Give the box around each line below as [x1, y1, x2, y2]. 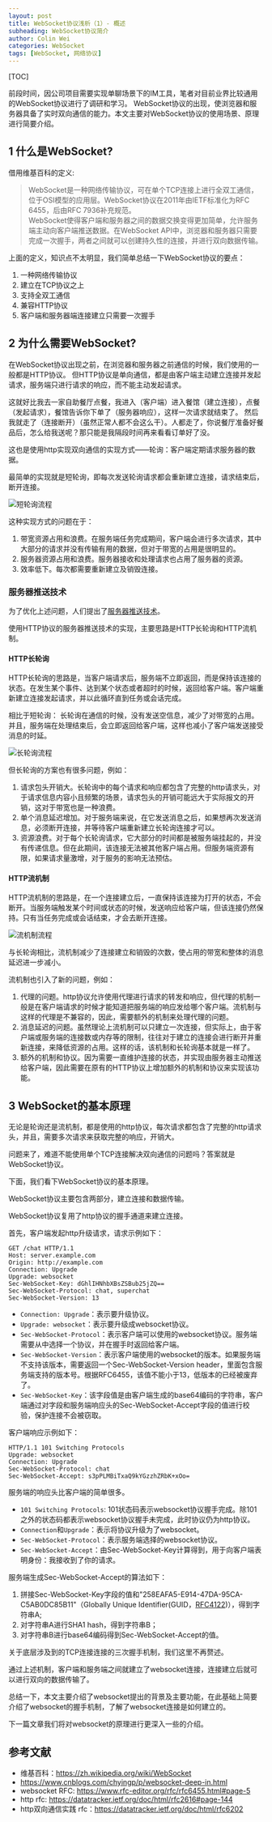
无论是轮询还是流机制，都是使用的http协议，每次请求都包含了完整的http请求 [8, 1122, 262, 1132]
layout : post [8, 11, 53, 20]
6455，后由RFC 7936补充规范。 [28, 205, 136, 215]
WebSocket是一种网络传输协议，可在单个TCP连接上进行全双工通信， [28, 185, 258, 194]
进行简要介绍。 [8, 119, 58, 128]
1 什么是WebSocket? [8, 145, 113, 159]
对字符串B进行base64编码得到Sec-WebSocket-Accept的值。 [19, 1630, 223, 1640]
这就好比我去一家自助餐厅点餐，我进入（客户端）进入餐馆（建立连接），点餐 [8, 397, 261, 407]
